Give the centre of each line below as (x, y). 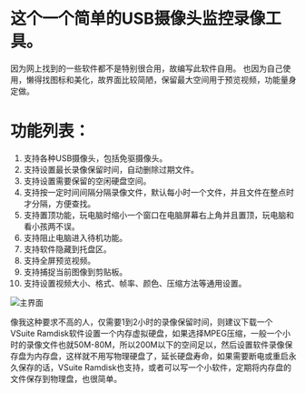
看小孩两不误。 (51, 226)
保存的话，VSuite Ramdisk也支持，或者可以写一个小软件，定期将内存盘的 (154, 367)
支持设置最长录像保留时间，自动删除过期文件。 (111, 169)
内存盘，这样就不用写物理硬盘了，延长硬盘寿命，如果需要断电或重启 (161, 356)
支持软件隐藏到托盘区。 (67, 249)
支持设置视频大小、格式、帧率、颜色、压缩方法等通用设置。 (135, 283)
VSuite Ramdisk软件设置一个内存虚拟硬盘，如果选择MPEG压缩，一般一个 (147, 333)
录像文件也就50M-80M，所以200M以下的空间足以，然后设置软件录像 (155, 344)
